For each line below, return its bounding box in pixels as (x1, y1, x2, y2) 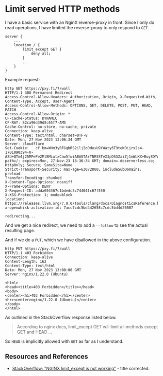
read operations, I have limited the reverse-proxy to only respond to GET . (5, 24, 149, 30)
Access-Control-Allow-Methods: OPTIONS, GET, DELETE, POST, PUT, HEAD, (5, 103, 153, 108)
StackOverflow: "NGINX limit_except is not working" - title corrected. (12, 365, 150, 371)
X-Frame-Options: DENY (5, 184, 51, 189)
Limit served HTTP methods (5, 3, 120, 15)
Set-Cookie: (5, 145, 29, 150)
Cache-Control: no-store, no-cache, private (5, 124, 97, 129)
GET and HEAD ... (16, 329, 52, 335)
